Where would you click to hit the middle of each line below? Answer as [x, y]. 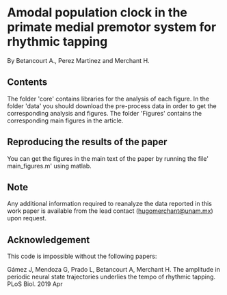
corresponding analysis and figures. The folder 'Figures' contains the [105, 113]
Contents [27, 82]
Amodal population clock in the [97, 13]
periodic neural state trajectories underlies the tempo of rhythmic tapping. [111, 277]
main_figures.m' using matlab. [50, 166]
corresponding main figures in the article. [65, 120]
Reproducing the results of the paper [87, 142]
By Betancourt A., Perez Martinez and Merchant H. [78, 60]
